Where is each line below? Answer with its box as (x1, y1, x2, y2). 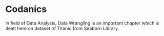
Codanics (5, 3, 47, 15)
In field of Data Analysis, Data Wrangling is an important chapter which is (5, 20, 159, 26)
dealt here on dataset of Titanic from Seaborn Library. (5, 25, 119, 31)
